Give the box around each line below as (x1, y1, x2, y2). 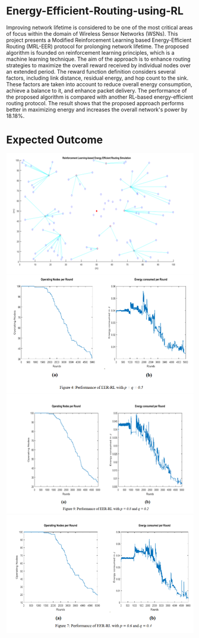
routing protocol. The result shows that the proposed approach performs (6, 99, 184, 106)
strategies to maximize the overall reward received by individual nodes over (6, 61, 191, 69)
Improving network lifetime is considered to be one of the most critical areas (6, 24, 193, 31)
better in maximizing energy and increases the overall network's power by (6, 106, 188, 113)
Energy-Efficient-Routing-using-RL (6, 4, 184, 18)
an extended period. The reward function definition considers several (6, 68, 176, 75)
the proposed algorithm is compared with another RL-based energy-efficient (6, 93, 194, 100)
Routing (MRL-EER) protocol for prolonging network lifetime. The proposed (6, 43, 189, 50)
